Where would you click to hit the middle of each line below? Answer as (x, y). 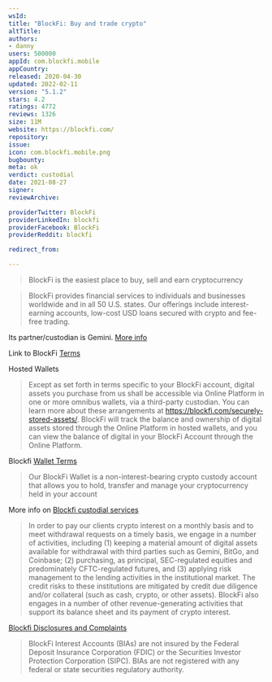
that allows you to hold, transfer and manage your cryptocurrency (138, 485)
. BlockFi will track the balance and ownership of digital (169, 419)
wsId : (17, 16)
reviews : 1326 (32, 115)
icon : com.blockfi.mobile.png (60, 152)
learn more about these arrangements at (96, 411)
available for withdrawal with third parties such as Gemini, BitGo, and (143, 551)
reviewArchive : (34, 197)
